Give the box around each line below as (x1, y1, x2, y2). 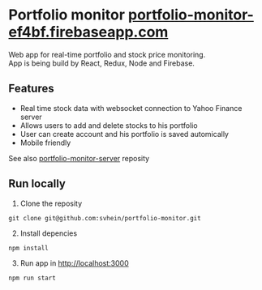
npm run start (8, 274, 57, 282)
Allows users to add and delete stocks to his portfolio (19, 120, 198, 130)
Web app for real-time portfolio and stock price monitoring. (8, 49, 206, 59)
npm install (8, 244, 49, 252)
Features (8, 82, 54, 96)
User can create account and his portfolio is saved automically (19, 129, 230, 139)
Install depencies (19, 228, 78, 238)
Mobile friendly (19, 138, 71, 147)
